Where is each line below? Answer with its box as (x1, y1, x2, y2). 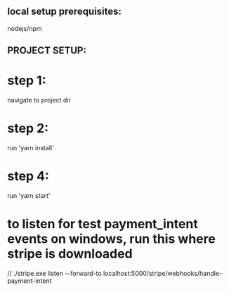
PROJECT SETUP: (7, 45, 86, 57)
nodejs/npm (7, 24, 42, 32)
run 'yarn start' (7, 192, 51, 200)
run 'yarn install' (7, 144, 54, 152)
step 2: (7, 121, 49, 136)
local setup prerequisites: (7, 6, 122, 18)
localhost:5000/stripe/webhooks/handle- (103, 269, 223, 277)
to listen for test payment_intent (7, 216, 198, 232)
